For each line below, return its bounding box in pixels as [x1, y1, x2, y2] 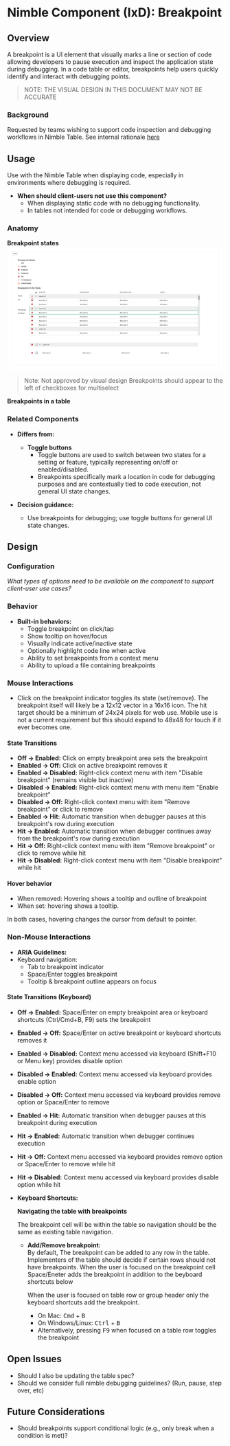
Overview [7, 32, 50, 44]
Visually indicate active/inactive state [27, 639, 133, 647]
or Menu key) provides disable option [16, 1056, 123, 1065]
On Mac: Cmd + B [37, 1311, 86, 1320]
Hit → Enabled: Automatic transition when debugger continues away [16, 827, 211, 836]
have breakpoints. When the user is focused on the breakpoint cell [27, 1263, 216, 1271]
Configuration [7, 561, 55, 571]
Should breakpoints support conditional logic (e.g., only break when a [16, 1424, 214, 1432]
